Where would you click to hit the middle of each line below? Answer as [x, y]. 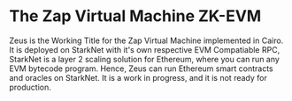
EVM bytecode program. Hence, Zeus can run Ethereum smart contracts [142, 69]
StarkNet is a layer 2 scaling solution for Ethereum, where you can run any [145, 59]
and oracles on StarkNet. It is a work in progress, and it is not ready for [138, 77]
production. [30, 87]
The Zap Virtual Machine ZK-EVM [135, 16]
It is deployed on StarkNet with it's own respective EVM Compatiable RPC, [145, 49]
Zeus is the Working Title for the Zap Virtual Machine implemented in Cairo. [146, 40]
